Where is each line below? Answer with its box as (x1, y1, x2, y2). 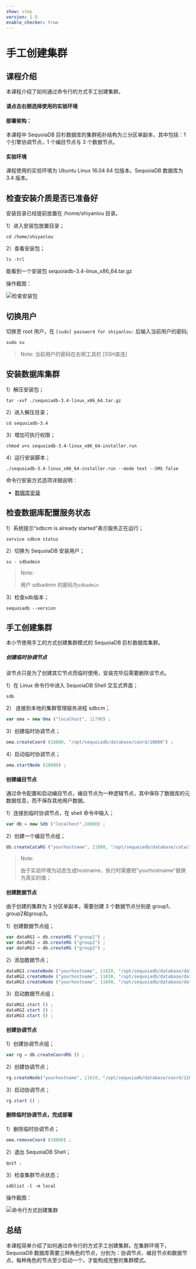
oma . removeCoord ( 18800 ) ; (6, 1137, 72, 1143)
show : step (6, 8, 33, 15)
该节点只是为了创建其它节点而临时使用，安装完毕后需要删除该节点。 (6, 669, 170, 676)
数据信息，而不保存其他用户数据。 (6, 797, 88, 804)
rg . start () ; (6, 1098, 41, 1104)
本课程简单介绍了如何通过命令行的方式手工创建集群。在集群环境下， (6, 1242, 170, 1249)
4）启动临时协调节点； (6, 751, 61, 758)
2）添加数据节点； (6, 956, 51, 963)
